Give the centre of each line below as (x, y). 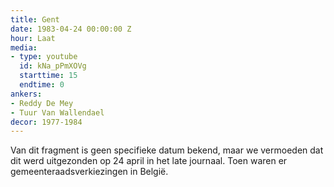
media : (24, 47)
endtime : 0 (42, 85)
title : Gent (35, 19)
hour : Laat (33, 38)
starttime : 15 (48, 76)
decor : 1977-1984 (46, 122)
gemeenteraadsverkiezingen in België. (89, 172)
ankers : (26, 94)
